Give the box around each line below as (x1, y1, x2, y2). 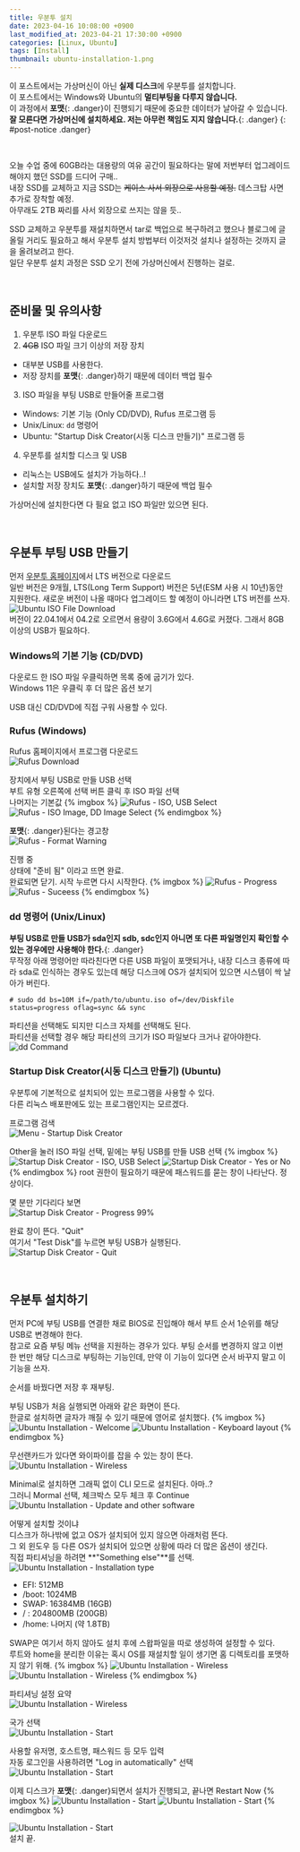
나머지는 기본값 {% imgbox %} (9, 797, 118, 808)
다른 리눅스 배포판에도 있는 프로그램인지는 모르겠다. (9, 1098, 189, 1109)
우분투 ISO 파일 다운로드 (21, 329, 107, 339)
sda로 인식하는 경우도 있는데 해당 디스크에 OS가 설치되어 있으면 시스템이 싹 (18, 966, 282, 977)
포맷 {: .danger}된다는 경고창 (9, 826, 109, 836)
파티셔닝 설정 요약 (9, 1688, 72, 1699)
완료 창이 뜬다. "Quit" (9, 1225, 85, 1236)
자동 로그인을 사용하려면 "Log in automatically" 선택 (9, 1756, 194, 1767)
